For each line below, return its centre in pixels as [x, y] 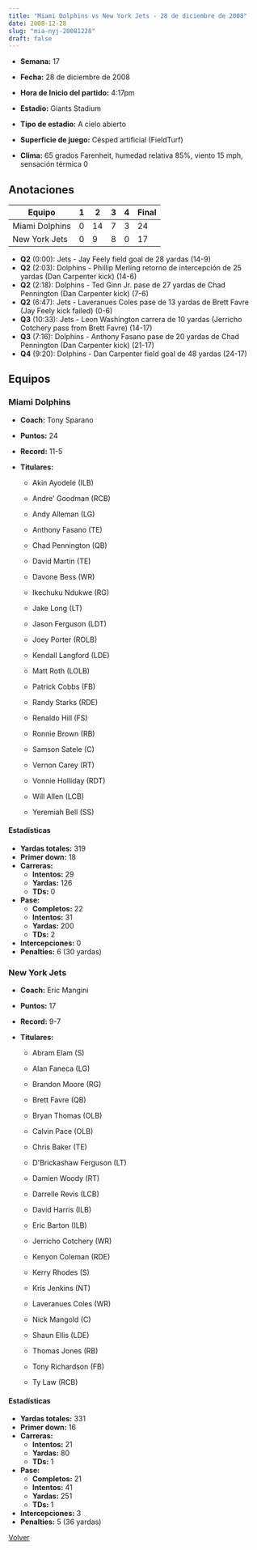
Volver [19, 1538]
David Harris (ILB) [62, 1210]
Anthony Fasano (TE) [67, 529]
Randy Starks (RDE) [65, 702]
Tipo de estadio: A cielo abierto [73, 124]
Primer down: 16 [48, 1427]
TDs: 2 [44, 934]
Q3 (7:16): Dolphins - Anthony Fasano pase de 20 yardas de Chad [130, 337]
